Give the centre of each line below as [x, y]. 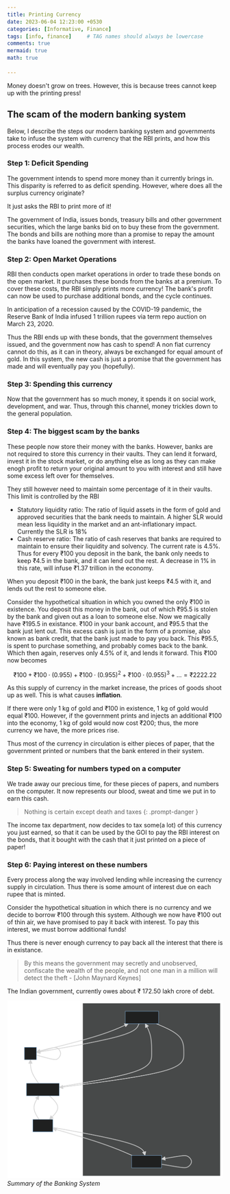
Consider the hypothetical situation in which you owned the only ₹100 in [108, 601]
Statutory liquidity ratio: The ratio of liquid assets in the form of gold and [119, 509]
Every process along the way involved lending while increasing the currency [115, 880]
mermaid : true [27, 51]
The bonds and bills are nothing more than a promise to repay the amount [111, 234]
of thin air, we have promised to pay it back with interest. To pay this [103, 922]
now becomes [27, 660]
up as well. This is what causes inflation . [65, 695]
